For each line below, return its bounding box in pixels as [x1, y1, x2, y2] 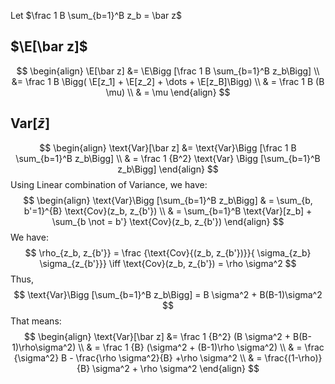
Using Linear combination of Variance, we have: [10, 178, 208, 190]
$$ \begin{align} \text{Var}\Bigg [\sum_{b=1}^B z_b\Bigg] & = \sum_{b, [23, 194, 313, 206]
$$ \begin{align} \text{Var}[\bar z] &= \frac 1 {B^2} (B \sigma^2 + [24, 330, 292, 342]
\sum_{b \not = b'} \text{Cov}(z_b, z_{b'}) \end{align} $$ [51, 215, 285, 227]
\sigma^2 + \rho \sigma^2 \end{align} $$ [92, 362, 260, 374]
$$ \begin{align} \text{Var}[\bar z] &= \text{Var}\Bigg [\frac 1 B [39, 141, 297, 154]
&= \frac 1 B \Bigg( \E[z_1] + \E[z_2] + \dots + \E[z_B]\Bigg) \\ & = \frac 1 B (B [11, 75, 325, 87]
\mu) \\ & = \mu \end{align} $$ [105, 86, 231, 98]
